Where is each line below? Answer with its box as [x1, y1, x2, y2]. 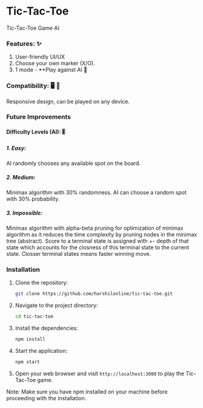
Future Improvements [6, 113, 72, 121]
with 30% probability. [6, 195, 60, 202]
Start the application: [15, 347, 68, 354]
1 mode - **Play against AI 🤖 [15, 66, 88, 73]
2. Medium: [6, 173, 36, 181]
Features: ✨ [6, 39, 42, 48]
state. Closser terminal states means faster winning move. [6, 250, 151, 257]
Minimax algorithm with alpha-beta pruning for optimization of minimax [6, 224, 184, 232]
